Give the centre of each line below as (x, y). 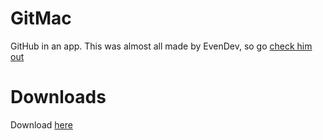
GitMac (41, 18)
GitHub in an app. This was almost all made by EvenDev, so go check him (161, 46)
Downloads (58, 97)
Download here (41, 124)
